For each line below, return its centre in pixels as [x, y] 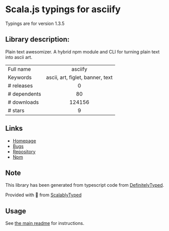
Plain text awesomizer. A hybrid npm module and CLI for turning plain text [82, 51]
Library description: [37, 39]
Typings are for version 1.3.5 [35, 23]
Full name [20, 69]
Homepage [24, 140]
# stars [16, 110]
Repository [24, 152]
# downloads [23, 102]
